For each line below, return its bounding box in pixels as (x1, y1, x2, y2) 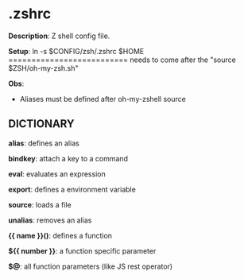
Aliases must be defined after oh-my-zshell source (19, 94, 187, 103)
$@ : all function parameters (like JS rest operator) (8, 262, 173, 271)
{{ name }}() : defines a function (8, 231, 113, 240)
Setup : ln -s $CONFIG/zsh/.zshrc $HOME (8, 46, 145, 56)
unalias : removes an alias (8, 215, 92, 225)
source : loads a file (8, 200, 72, 209)
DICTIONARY (8, 117, 75, 131)
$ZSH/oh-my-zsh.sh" (8, 63, 79, 72)
